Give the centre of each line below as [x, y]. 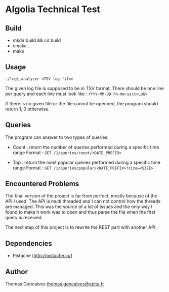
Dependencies [29, 243]
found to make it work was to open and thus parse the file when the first [80, 212]
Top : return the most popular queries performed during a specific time [86, 162]
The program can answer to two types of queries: [57, 137]
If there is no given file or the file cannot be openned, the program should [82, 103]
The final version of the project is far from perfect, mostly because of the [81, 196]
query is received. [24, 218]
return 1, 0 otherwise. [27, 109]
